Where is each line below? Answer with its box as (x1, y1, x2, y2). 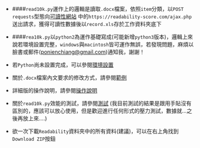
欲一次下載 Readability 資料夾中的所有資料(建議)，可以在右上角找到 (12, 127, 179, 135)
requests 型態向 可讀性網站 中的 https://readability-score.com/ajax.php (12, 13, 192, 20)
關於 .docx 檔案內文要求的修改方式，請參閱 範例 (12, 74, 127, 81)
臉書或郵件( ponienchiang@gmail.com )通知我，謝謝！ (12, 48, 145, 56)
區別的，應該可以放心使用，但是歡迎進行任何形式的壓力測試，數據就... (12, 108, 187, 114)
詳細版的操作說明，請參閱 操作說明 (12, 87, 98, 94)
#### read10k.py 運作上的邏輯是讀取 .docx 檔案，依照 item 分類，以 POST (12, 5, 184, 12)
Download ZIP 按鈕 (12, 135, 56, 142)
